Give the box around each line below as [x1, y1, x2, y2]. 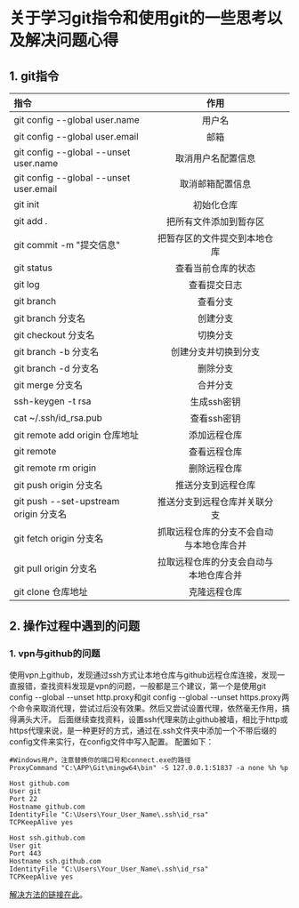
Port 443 [9, 848, 42, 858]
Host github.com [9, 779, 69, 788]
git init [13, 198, 40, 210]
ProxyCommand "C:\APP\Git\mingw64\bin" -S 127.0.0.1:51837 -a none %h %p [9, 763, 289, 772]
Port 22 [9, 794, 38, 803]
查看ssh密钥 [190, 413, 241, 424]
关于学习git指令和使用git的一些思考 [9, 8, 268, 28]
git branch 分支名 [13, 312, 86, 325]
